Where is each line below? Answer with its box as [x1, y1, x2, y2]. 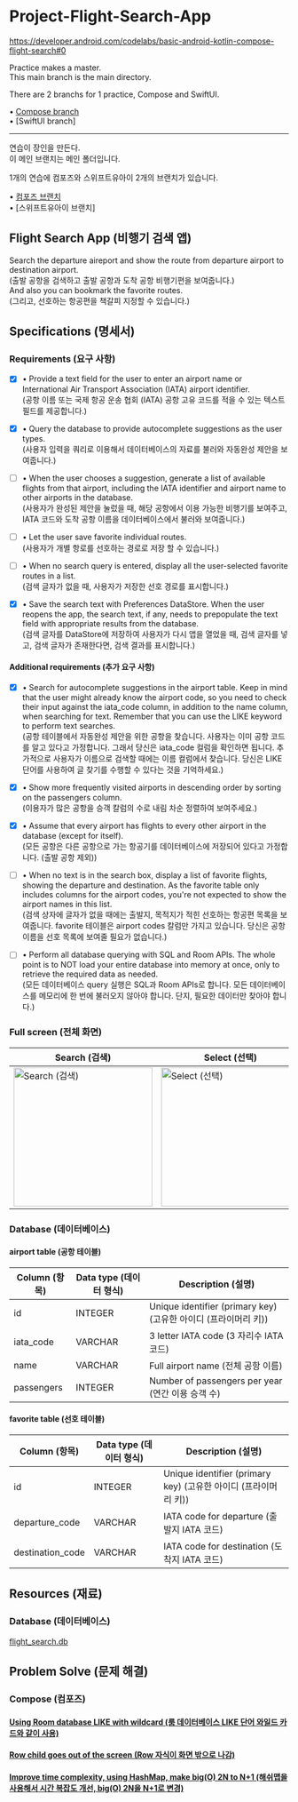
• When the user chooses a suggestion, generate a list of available [21, 473, 266, 483]
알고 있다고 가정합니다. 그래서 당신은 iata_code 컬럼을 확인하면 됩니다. [31, 742, 275, 753]
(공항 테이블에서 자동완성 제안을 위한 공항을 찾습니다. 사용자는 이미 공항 [21, 731, 269, 742]
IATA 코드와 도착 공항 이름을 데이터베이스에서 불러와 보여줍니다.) [21, 514, 246, 524]
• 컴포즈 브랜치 [9, 191, 62, 202]
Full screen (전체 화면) [9, 1026, 102, 1039]
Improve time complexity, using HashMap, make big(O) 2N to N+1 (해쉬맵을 [9, 1771, 288, 1782]
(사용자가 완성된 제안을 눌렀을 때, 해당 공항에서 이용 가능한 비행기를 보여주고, [21, 502, 288, 513]
